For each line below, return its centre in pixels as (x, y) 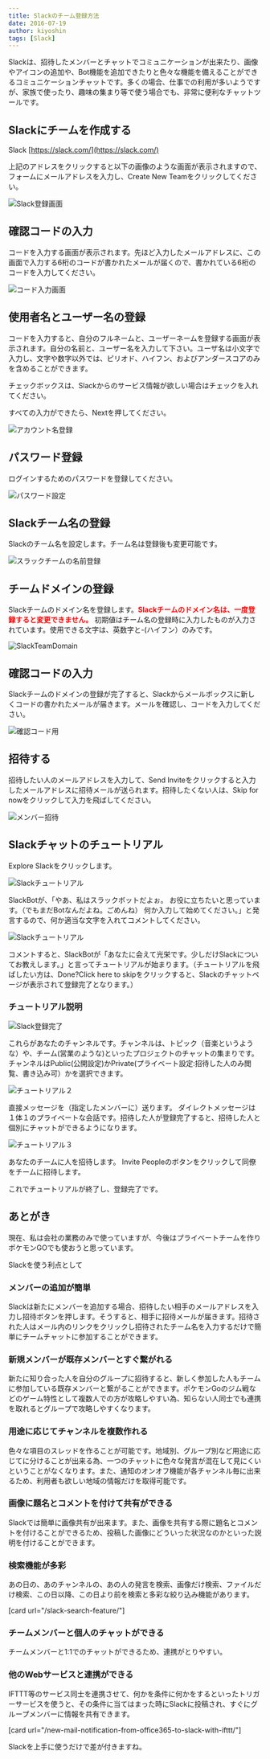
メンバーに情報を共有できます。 (82, 1714)
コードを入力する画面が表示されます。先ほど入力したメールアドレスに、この (135, 252)
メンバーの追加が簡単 (49, 1287)
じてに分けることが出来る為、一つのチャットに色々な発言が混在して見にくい (135, 1461)
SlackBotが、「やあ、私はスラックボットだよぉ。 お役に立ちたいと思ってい (131, 900)
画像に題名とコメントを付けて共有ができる (90, 1503)
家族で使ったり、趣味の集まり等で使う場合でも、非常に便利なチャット (138, 92)
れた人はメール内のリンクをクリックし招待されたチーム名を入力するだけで (131, 1326)
